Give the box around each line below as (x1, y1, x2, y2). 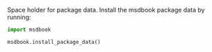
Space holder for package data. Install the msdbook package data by (7, 6, 205, 14)
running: (7, 13, 31, 21)
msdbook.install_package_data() (7, 38, 101, 45)
